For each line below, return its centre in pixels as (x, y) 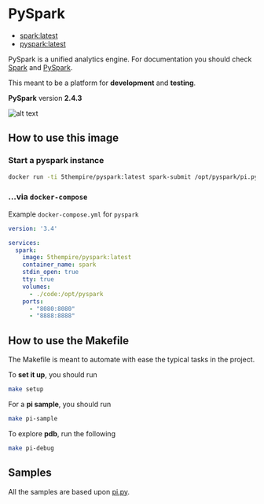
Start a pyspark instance (56, 161)
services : (24, 243)
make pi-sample (33, 418)
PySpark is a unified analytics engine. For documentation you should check (130, 59)
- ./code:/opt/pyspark (66, 294)
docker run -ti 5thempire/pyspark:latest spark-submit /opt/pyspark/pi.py (133, 177)
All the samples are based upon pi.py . (69, 491)
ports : (33, 301)
